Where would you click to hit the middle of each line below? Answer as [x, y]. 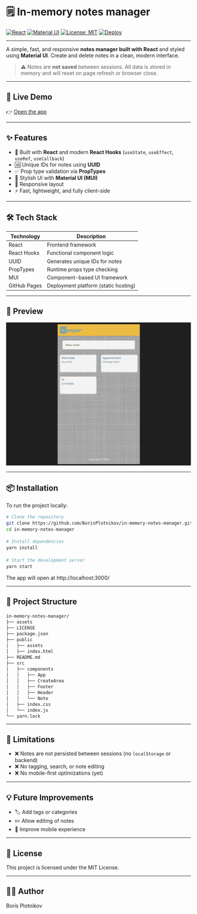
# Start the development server [45, 560]
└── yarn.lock [23, 716]
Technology [25, 236]
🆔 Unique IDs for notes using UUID [57, 164]
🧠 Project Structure [42, 602]
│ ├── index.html [30, 651]
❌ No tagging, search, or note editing [59, 766]
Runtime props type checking [82, 269]
